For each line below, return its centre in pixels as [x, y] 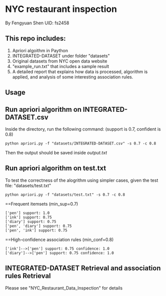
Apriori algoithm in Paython [40, 50]
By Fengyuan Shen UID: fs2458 [37, 23]
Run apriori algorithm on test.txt [56, 168]
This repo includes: [35, 38]
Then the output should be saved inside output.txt [56, 152]
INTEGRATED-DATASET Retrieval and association [83, 268]
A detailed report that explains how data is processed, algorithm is [80, 72]
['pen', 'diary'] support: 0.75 [38, 226]
